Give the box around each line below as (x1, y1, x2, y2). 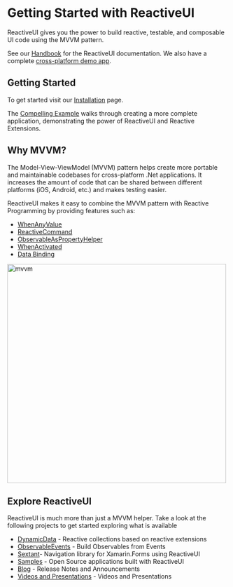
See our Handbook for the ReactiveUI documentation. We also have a (7, 49, 208, 58)
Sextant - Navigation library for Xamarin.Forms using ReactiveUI (17, 550, 201, 558)
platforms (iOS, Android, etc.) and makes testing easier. (7, 185, 167, 194)
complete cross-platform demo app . (7, 56, 112, 65)
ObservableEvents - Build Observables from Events (17, 542, 166, 551)
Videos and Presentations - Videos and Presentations (17, 572, 172, 581)
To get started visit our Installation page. (7, 95, 124, 104)
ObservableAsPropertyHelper (17, 235, 103, 243)
